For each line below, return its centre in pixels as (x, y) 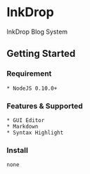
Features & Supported (45, 106)
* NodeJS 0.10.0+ (32, 88)
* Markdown (22, 126)
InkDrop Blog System (37, 32)
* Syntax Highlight (35, 133)
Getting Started (41, 54)
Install (18, 150)
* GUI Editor (26, 120)
